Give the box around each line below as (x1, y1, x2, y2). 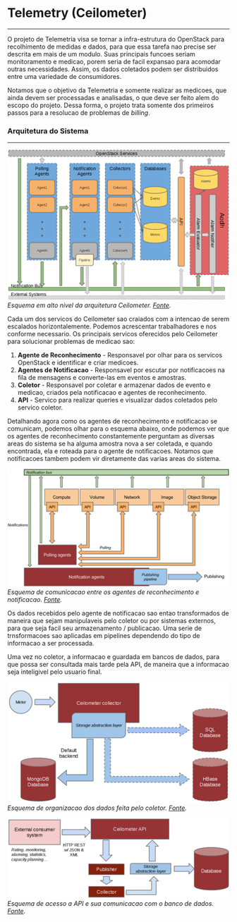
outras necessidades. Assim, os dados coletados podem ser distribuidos (7, 65, 219, 73)
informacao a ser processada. (7, 639, 95, 647)
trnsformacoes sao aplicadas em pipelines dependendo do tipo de (7, 631, 200, 639)
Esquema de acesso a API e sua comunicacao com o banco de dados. (7, 899, 214, 908)
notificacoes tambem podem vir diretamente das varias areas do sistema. (7, 455, 221, 463)
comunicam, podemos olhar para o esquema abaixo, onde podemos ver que (7, 424, 229, 433)
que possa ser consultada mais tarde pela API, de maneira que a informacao (7, 660, 229, 668)
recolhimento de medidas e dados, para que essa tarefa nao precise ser (7, 42, 217, 51)
